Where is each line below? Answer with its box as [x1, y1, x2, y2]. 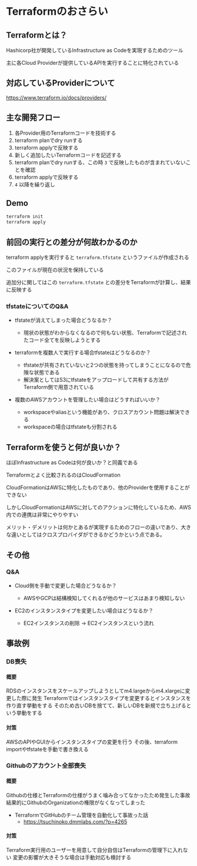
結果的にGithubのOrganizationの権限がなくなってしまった [6, 799, 146, 806]
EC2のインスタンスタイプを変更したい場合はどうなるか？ [14, 607, 154, 614]
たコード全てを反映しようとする [23, 337, 101, 344]
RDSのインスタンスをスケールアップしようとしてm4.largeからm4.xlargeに [6, 687, 185, 694]
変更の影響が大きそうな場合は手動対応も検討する [12, 854, 131, 861]
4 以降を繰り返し [14, 181, 55, 188]
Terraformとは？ [6, 30, 68, 40]
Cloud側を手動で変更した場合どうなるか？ [14, 582, 117, 589]
